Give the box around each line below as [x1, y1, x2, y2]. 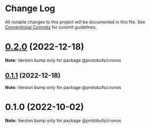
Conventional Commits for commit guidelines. [5, 24, 97, 30]
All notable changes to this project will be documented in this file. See [5, 19, 146, 25]
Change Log [5, 3, 55, 14]
